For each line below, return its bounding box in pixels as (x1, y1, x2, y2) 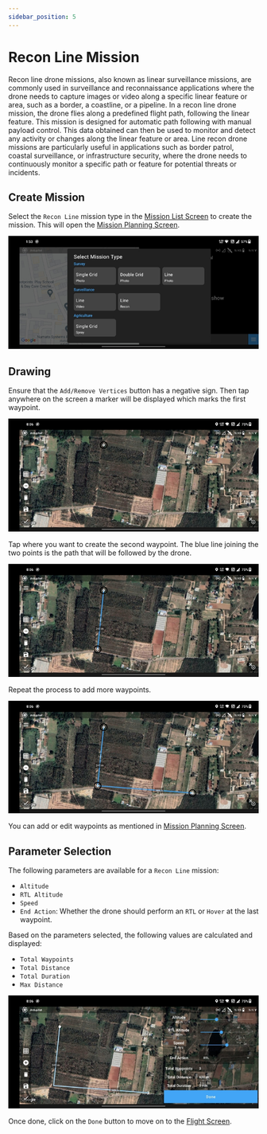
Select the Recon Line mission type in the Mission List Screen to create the (8, 212, 253, 221)
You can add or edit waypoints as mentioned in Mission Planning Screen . (8, 821, 247, 831)
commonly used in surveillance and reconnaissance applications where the (8, 83, 254, 92)
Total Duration (19, 972, 71, 981)
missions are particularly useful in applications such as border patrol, (8, 142, 234, 151)
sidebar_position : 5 (8, 13, 77, 21)
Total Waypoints (19, 956, 74, 964)
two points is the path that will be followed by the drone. (8, 548, 192, 557)
